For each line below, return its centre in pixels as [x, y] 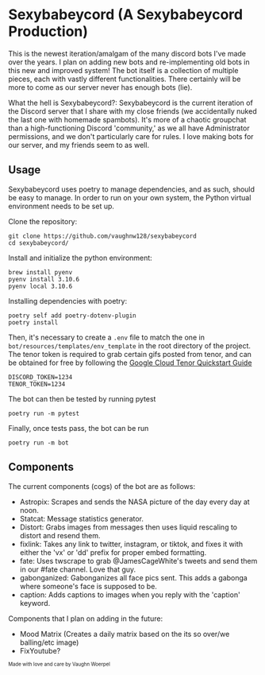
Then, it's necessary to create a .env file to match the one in [106, 337]
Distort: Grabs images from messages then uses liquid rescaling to [129, 527]
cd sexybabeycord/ [38, 243]
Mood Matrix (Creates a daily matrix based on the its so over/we [125, 634]
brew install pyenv [40, 272]
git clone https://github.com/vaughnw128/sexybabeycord [102, 236]
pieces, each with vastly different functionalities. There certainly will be [125, 79]
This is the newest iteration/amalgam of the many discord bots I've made [127, 53]
